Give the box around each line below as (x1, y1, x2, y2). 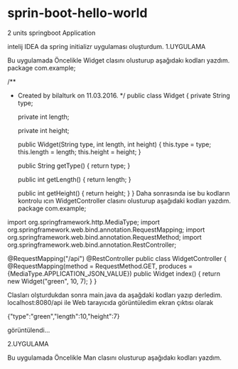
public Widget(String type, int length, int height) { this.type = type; (17, 140, 212, 149)
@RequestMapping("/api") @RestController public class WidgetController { (7, 254, 227, 262)
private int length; (17, 112, 70, 121)
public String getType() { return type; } (17, 161, 131, 170)
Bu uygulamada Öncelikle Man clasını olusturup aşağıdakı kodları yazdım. (7, 353, 222, 362)
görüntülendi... (7, 326, 50, 334)
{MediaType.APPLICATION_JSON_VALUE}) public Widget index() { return (7, 269, 220, 278)
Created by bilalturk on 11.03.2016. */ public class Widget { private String (17, 91, 231, 100)
